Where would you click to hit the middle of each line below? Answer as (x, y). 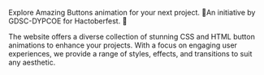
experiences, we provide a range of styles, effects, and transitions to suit (130, 54)
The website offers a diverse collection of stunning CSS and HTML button (132, 37)
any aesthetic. (32, 62)
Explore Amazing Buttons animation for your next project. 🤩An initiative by (132, 12)
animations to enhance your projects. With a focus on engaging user (123, 45)
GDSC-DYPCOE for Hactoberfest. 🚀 (68, 21)
